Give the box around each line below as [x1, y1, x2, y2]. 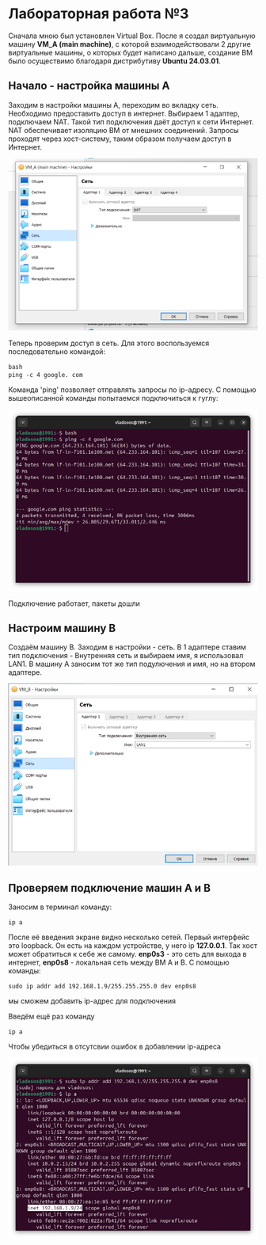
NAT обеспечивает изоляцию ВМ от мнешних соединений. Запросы [8, 125, 239, 135]
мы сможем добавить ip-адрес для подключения [8, 996, 177, 1006]
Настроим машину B [8, 621, 116, 634]
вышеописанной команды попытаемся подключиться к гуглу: [8, 394, 218, 403]
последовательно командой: [8, 347, 105, 356]
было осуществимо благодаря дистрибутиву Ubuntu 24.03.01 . [8, 56, 221, 66]
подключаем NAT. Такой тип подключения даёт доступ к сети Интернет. [8, 116, 254, 127]
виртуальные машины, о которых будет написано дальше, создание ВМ [8, 48, 253, 57]
